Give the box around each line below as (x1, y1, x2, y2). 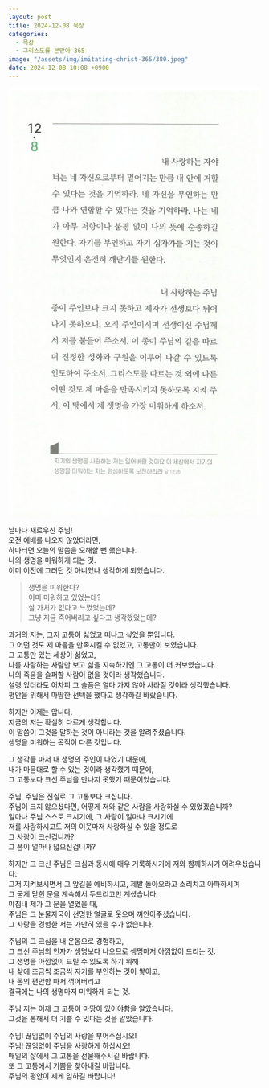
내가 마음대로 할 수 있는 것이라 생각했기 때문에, (8, 764, 154, 774)
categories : (8, 30, 48, 38)
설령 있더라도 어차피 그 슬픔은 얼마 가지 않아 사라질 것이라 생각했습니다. (8, 679, 231, 689)
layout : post (8, 13, 52, 21)
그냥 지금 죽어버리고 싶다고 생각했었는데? (27, 612, 157, 622)
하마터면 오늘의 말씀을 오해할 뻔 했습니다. (8, 545, 137, 555)
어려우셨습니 (222, 859, 262, 868)
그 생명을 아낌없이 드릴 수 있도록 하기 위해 (8, 956, 139, 966)
